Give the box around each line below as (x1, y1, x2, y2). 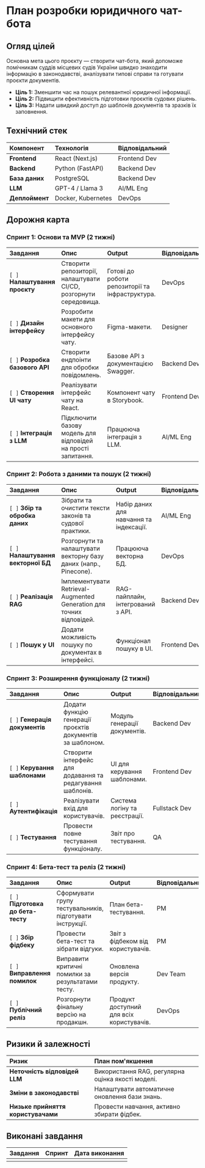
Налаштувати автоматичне (94, 1085, 175, 1093)
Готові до (107, 266, 134, 275)
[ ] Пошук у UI (9, 640, 55, 648)
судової (60, 519, 84, 527)
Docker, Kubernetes (54, 194, 112, 202)
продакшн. (56, 1018, 88, 1027)
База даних (9, 174, 45, 182)
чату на (60, 395, 84, 404)
